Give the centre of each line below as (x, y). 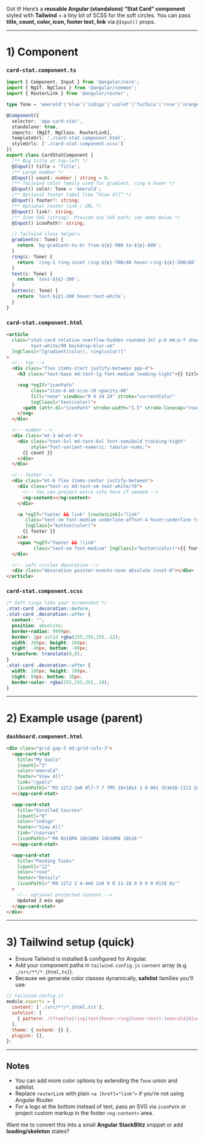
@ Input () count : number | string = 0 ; (61, 178)
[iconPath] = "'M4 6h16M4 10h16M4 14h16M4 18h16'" (80, 839)
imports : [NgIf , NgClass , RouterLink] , (62, 132)
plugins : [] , (28, 1036)
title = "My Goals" (39, 760)
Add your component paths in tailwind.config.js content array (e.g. (101, 966)
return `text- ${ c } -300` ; (49, 280)
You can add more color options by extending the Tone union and (96, 1081)
